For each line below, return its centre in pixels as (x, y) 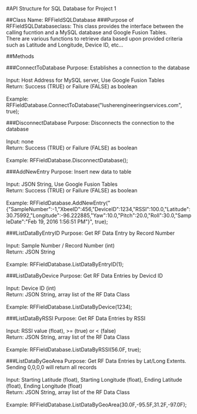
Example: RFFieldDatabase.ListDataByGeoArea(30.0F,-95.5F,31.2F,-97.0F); (96, 405)
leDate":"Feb (21, 222)
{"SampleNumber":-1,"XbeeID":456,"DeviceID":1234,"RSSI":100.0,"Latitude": (98, 209)
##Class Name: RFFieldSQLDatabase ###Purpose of (70, 20)
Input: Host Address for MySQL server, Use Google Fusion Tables (85, 80)
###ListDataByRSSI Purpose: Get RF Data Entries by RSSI (76, 318)
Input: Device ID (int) (31, 288)
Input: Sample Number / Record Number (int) (61, 246)
